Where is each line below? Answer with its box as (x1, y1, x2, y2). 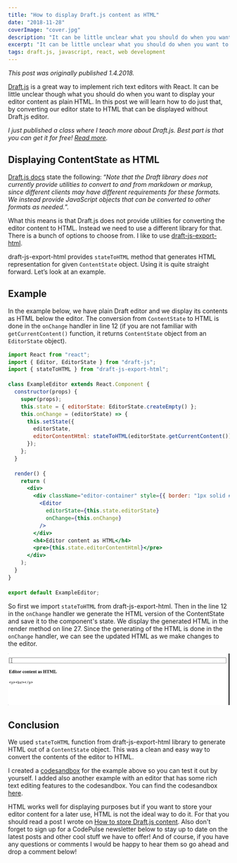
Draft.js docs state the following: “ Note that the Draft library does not (8, 173, 208, 181)
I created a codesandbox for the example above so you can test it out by (8, 766, 218, 775)
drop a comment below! (8, 847, 77, 856)
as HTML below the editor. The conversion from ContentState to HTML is (8, 314, 219, 322)
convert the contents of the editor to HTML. (8, 752, 134, 761)
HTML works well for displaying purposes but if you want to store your (8, 802, 212, 811)
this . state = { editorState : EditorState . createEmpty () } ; (20, 403, 198, 410)
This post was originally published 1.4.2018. (8, 69, 135, 77)
